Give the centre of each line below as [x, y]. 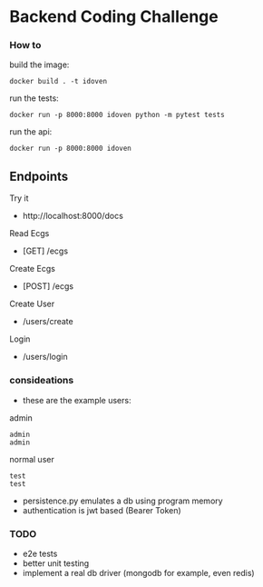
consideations [42, 381]
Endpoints [39, 176]
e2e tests [40, 553]
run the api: [31, 132]
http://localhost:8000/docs [73, 216]
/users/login [45, 357]
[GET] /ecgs [45, 251]
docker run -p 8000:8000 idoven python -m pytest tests [117, 115]
